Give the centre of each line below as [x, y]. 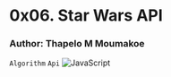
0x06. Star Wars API [86, 16]
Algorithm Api [34, 64]
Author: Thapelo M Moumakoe [77, 44]
